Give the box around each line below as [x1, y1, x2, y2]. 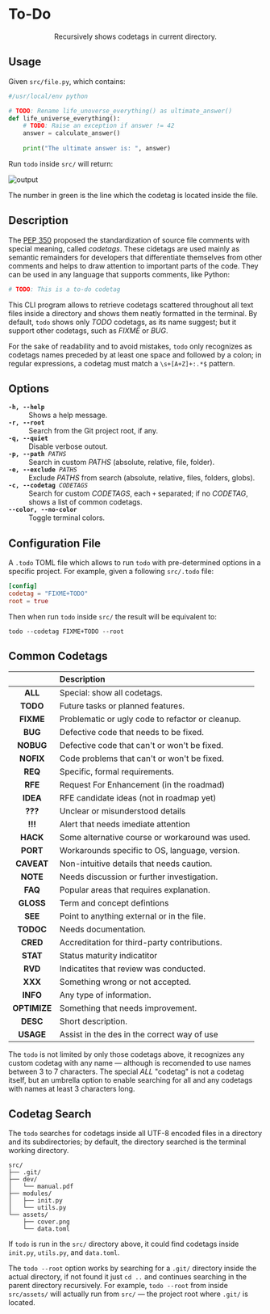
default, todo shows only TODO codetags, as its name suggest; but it [8, 317, 237, 327]
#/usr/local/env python [8, 92, 89, 100]
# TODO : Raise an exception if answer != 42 [23, 122, 175, 130]
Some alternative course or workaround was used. [59, 831, 251, 843]
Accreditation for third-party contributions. [59, 936, 222, 948]
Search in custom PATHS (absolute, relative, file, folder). [28, 458, 215, 467]
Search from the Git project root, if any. [28, 426, 159, 436]
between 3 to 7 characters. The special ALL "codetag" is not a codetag [8, 1067, 244, 1076]
